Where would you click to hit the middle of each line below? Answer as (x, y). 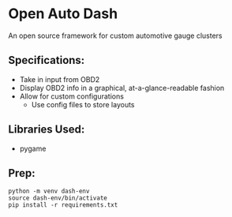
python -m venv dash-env (49, 191)
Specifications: (47, 60)
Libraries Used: (47, 130)
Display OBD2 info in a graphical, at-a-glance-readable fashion (122, 88)
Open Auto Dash (63, 14)
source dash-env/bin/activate (58, 198)
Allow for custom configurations (72, 96)
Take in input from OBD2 (60, 79)
